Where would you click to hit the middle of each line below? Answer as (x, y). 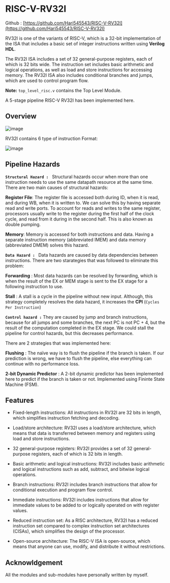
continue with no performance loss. (42, 364)
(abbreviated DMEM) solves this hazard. (47, 245)
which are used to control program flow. (47, 80)
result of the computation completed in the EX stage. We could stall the (80, 328)
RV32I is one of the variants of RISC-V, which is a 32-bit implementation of (83, 38)
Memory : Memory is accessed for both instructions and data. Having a (79, 234)
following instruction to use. (34, 286)
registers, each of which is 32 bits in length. (77, 454)
